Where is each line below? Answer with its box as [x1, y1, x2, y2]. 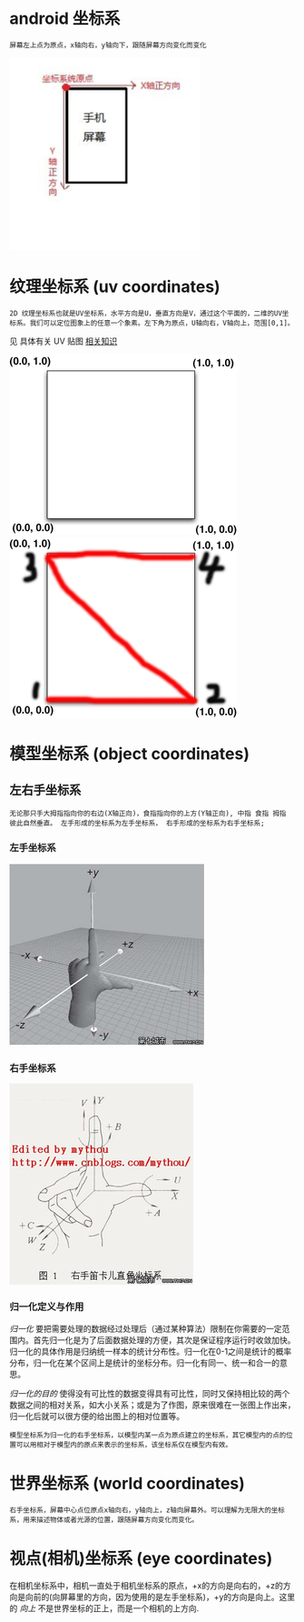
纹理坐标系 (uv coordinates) [9, 276, 221, 297]
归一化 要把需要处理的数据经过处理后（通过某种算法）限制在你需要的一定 [9, 1323, 282, 1334]
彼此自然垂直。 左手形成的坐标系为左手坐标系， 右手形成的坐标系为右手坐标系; [9, 818, 265, 827]
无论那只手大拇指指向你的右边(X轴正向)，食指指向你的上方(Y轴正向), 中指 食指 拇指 [9, 808, 287, 818]
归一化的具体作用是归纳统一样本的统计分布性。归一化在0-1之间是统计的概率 [9, 1346, 292, 1357]
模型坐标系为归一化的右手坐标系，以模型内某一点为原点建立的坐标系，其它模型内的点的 [9, 1430, 287, 1439]
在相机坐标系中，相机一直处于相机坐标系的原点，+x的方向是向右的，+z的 [9, 1579, 283, 1591]
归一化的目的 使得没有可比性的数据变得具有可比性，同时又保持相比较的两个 [9, 1387, 290, 1398]
